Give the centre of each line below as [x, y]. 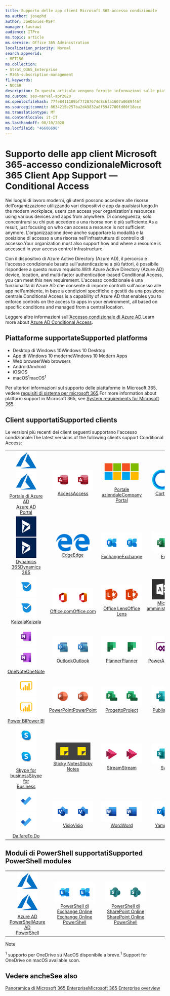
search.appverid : [24, 53]
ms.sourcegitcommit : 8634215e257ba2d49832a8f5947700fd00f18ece [73, 107]
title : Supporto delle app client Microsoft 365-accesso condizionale [81, 11]
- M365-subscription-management [39, 75]
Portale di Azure [26, 496]
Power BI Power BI [26, 721]
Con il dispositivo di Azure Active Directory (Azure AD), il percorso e [76, 258]
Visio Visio [73, 825]
